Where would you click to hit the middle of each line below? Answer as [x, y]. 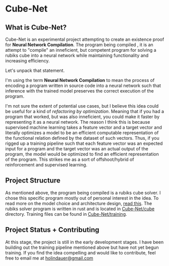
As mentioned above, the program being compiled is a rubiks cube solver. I [83, 193]
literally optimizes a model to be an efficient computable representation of [82, 133]
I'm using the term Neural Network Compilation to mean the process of [80, 80]
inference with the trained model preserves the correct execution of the [79, 91]
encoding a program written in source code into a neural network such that [83, 85]
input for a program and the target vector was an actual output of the [77, 149]
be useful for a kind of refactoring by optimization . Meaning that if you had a [85, 111]
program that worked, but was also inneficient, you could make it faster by [82, 117]
